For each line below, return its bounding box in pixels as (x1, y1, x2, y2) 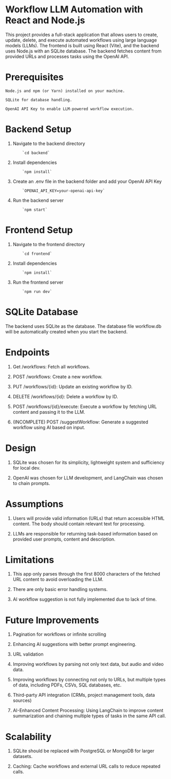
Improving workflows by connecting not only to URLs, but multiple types (12, 677, 166, 683)
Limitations (5, 554, 54, 566)
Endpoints (5, 346, 50, 358)
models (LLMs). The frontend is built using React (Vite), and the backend (5, 42, 159, 48)
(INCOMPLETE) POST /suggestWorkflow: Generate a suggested (12, 419, 148, 425)
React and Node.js (5, 14, 86, 26)
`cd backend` (22, 150, 50, 155)
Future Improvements (5, 614, 99, 626)
